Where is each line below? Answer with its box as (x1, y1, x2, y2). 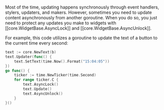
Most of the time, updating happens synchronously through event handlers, (5, 4, 160, 10)
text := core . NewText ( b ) (5, 50, 56, 55)
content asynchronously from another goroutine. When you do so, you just (5, 15, 158, 20)
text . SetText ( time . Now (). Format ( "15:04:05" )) (14, 59, 110, 64)
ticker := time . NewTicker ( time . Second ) (14, 73, 97, 78)
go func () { (5, 68, 30, 73)
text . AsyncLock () (23, 82, 58, 87)
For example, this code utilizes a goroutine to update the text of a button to (5, 35, 158, 41)
